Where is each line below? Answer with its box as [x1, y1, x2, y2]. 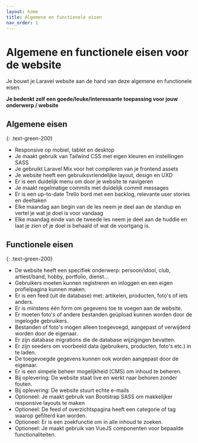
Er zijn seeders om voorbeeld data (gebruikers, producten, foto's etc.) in [14, 343, 191, 350]
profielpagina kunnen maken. [14, 285, 87, 293]
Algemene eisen [6, 119, 68, 129]
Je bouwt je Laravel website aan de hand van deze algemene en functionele [6, 78, 192, 85]
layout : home [6, 8, 39, 15]
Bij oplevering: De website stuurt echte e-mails [14, 387, 129, 394]
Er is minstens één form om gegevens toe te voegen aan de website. [14, 304, 183, 312]
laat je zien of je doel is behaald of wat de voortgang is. [14, 222, 150, 230]
